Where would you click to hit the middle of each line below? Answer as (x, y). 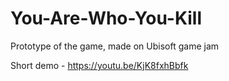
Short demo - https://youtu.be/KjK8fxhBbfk (99, 65)
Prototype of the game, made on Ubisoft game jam (115, 46)
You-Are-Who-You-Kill (106, 18)
